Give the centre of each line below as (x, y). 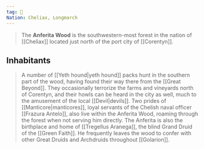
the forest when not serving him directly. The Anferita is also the (102, 120)
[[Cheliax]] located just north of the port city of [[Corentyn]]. (97, 41)
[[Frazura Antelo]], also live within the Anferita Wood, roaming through (110, 114)
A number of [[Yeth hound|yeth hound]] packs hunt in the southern (106, 75)
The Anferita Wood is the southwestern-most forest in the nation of (107, 35)
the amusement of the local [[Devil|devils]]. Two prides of (94, 101)
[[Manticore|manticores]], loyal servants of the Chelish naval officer (107, 108)
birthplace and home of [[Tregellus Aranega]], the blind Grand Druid (107, 127)
